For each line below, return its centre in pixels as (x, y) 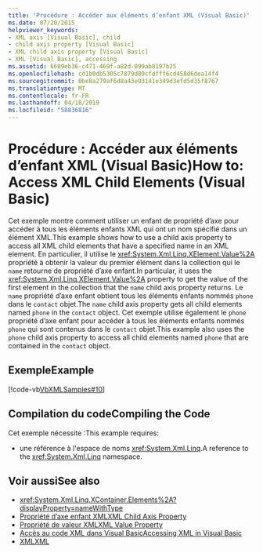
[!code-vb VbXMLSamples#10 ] (57, 389)
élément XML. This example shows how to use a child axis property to (120, 237)
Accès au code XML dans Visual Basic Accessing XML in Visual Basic (131, 533)
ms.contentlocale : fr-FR (49, 96)
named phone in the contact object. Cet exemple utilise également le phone (127, 312)
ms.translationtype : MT (47, 88)
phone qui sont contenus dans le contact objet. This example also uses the (126, 329)
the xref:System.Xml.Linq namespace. (81, 457)
